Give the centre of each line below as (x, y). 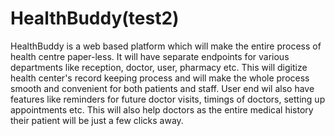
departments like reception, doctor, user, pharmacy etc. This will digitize (159, 67)
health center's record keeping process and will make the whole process (160, 78)
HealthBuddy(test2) (95, 18)
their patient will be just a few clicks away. (97, 120)
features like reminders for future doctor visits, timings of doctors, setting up (168, 99)
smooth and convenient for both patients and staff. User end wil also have (162, 88)
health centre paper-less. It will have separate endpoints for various (150, 56)
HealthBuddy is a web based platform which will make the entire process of (166, 46)
